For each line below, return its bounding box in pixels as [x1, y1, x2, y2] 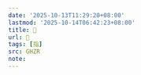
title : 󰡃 [8, 26, 37, 34]
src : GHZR [8, 48, 41, 55]
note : [8, 55, 26, 63]
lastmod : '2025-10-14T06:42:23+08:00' [8, 19, 135, 27]
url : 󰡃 [8, 33, 30, 41]
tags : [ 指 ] [8, 41, 43, 48]
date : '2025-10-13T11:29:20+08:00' [8, 11, 125, 20]
